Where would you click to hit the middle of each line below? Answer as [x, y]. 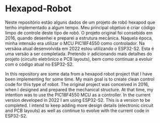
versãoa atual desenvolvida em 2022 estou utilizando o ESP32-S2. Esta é [80, 48]
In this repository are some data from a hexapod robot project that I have [79, 74]
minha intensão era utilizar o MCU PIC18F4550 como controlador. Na [75, 43]
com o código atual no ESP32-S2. [39, 64]
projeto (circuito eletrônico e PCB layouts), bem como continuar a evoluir [79, 59]
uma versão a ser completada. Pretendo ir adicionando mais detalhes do [79, 54]
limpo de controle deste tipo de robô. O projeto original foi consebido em [79, 33]
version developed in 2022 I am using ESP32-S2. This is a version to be [78, 100]
